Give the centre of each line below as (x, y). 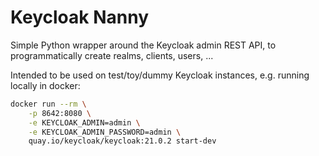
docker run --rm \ (48, 104)
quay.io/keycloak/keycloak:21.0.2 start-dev (122, 141)
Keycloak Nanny (80, 17)
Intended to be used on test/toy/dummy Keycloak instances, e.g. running (160, 75)
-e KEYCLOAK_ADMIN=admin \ (84, 122)
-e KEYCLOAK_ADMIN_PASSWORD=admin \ (105, 132)
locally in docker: (45, 85)
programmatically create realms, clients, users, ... (112, 55)
